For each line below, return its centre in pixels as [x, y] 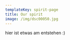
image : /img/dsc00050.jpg [32, 19]
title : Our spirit [24, 14]
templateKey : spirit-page [32, 10]
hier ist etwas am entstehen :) [35, 33]
